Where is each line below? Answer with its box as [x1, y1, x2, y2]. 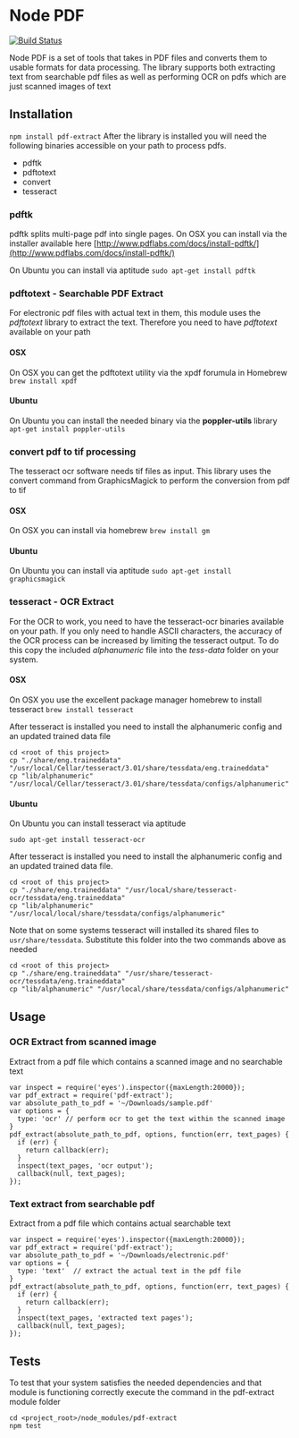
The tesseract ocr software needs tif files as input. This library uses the [9, 466, 272, 477]
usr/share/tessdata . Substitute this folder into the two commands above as [9, 934, 287, 945]
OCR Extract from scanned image [9, 1035, 157, 1048]
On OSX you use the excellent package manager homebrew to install [9, 694, 262, 705]
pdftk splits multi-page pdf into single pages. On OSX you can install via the [9, 229, 287, 240]
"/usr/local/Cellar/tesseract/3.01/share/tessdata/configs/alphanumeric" [9, 779, 290, 788]
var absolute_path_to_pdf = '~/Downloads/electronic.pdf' [9, 1251, 229, 1260]
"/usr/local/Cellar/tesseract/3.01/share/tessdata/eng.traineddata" [9, 763, 270, 772]
